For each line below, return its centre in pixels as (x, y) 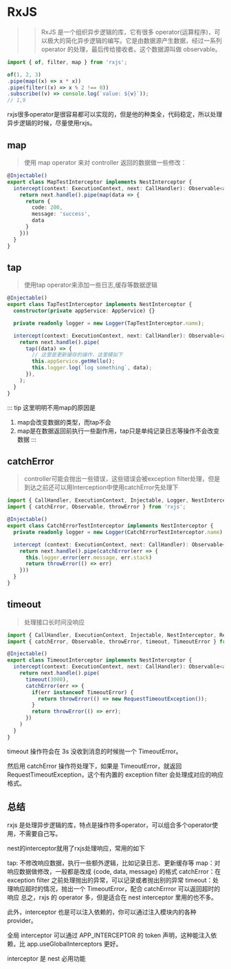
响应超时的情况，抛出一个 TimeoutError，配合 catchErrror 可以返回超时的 (117, 888)
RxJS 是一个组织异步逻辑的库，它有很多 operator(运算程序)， (128, 32)
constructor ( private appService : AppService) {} (84, 311)
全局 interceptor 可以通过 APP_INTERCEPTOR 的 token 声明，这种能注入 (109, 935)
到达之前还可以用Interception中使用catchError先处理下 (101, 487)
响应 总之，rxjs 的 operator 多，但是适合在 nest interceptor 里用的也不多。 (112, 897)
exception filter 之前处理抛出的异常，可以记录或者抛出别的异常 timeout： (110, 880)
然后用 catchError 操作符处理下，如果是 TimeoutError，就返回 (95, 766)
